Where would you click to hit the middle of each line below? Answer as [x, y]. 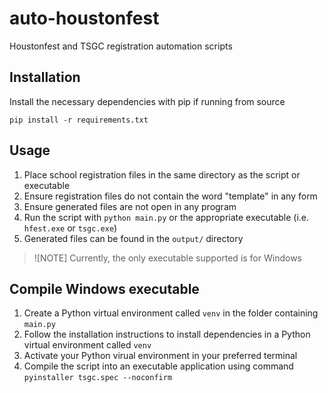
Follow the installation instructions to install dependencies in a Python [167, 334]
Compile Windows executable [104, 288]
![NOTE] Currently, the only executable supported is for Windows [167, 258]
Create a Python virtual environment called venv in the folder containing [171, 313]
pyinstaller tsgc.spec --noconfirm [98, 378]
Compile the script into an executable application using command [158, 366]
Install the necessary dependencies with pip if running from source [147, 101]
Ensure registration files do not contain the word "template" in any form [170, 196]
